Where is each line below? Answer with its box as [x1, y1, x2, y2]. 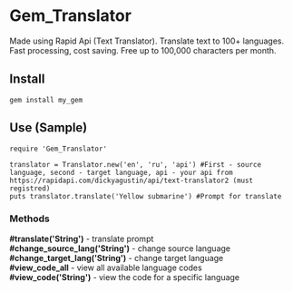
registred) [9, 183, 51, 193]
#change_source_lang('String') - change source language [9, 242, 231, 254]
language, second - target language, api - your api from [9, 168, 233, 177]
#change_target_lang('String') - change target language [9, 252, 224, 263]
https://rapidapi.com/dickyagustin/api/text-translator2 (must [9, 176, 254, 185]
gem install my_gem [9, 95, 83, 104]
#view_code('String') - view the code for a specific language [9, 271, 240, 282]
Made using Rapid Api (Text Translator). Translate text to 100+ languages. [9, 35, 284, 46]
